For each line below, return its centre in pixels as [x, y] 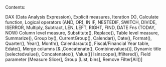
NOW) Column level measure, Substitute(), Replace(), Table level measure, [82, 33]
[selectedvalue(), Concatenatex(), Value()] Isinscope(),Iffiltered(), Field [78, 54]
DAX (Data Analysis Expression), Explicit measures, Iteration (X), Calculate [82, 17]
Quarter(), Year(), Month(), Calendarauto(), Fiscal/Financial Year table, [77, 43]
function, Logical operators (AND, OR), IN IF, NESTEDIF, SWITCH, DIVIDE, [81, 22]
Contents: [15, 7]
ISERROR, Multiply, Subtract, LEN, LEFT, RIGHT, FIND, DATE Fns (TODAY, [80, 27]
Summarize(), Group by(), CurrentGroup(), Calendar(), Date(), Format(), [78, 38]
